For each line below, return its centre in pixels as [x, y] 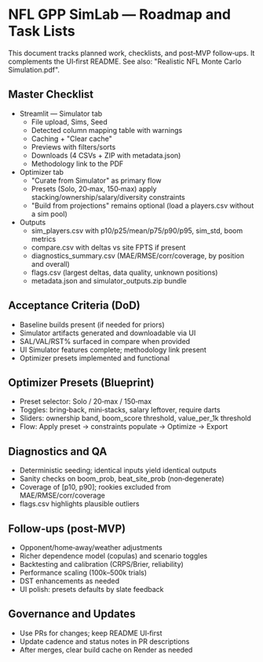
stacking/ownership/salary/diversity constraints [108, 197]
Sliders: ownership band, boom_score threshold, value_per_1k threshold [135, 418]
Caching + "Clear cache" [71, 139]
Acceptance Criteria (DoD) [74, 306]
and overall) [51, 264]
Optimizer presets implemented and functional [95, 358]
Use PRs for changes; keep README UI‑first [91, 633]
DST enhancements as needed [69, 581]
